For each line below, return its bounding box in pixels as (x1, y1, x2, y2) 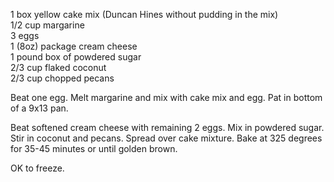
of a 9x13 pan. (10, 102, 69, 114)
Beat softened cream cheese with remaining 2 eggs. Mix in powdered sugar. (10, 122, 325, 133)
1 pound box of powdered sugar (10, 51, 142, 63)
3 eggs (10, 30, 40, 41)
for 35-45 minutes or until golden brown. (10, 143, 178, 154)
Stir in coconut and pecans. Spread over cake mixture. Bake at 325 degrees (10, 132, 323, 144)
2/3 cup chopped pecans (10, 72, 115, 84)
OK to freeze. (10, 162, 65, 174)
